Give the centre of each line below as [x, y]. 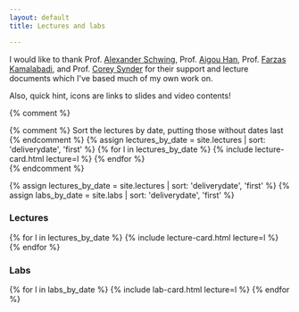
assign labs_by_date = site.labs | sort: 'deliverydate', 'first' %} [122, 195]
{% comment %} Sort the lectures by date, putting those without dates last [146, 130]
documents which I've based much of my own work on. [111, 78]
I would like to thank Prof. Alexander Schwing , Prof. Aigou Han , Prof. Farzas [148, 59]
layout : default [39, 17]
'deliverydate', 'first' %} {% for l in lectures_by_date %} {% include [131, 149]
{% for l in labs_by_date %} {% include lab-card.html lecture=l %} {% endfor [149, 290]
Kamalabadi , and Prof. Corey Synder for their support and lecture [129, 69]
